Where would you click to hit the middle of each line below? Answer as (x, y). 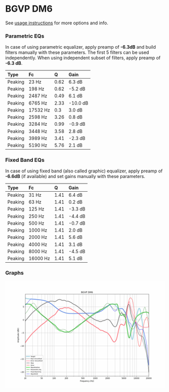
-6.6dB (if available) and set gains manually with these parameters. (75, 176)
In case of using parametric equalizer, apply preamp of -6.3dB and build (80, 47)
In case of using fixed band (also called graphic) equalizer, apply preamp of (84, 171)
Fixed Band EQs (25, 160)
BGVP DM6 (29, 9)
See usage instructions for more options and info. (57, 23)
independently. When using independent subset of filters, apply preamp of (83, 58)
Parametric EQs (25, 36)
